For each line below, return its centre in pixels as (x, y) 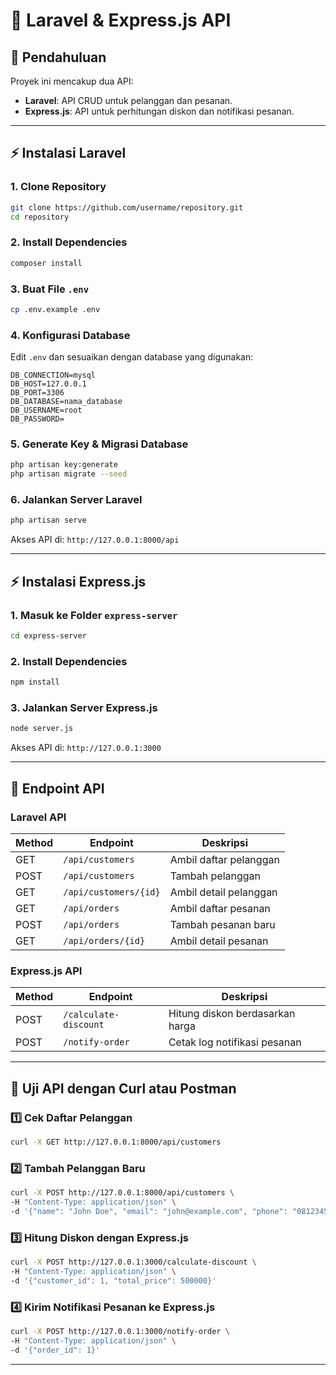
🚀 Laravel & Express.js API (121, 20)
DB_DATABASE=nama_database (66, 402)
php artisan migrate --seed (69, 474)
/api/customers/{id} (112, 892)
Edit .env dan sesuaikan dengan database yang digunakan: (132, 357)
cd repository (40, 217)
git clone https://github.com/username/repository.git (127, 207)
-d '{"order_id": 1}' (55, 1350)
